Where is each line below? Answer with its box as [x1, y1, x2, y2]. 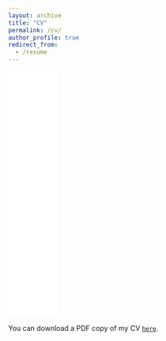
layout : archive [8, 11, 62, 20]
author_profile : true [8, 33, 80, 42]
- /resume [15, 48, 47, 56]
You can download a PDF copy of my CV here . [8, 324, 159, 332]
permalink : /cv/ [8, 26, 62, 34]
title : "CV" [8, 19, 47, 27]
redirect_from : [8, 41, 58, 49]
